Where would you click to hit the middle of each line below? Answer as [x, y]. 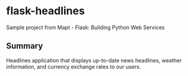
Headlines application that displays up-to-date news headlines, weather [94, 60]
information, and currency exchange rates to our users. [74, 66]
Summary [25, 46]
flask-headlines [45, 11]
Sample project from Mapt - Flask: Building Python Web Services [85, 27]
